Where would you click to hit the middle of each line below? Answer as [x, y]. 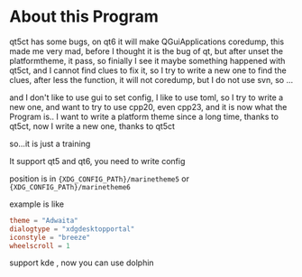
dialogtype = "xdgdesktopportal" [72, 229]
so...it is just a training [50, 143]
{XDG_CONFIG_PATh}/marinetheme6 [70, 187]
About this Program [84, 17]
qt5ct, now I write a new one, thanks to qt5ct [92, 126]
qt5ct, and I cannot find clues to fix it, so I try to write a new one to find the [148, 70]
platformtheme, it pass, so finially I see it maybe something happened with [147, 60]
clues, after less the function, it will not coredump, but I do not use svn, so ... [151, 79]
